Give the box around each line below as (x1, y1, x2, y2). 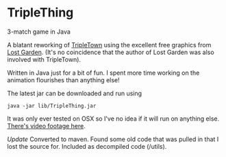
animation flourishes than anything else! (7, 75, 120, 84)
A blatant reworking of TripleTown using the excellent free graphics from (7, 40, 212, 49)
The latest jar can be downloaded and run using (7, 89, 142, 97)
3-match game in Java (7, 27, 71, 36)
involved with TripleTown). (7, 55, 81, 63)
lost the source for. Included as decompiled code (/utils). (7, 142, 167, 150)
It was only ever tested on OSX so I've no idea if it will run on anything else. (7, 114, 220, 123)
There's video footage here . (7, 121, 86, 130)
